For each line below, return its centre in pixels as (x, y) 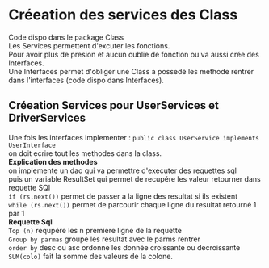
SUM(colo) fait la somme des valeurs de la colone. (91, 256)
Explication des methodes (53, 161)
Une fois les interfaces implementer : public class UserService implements (134, 137)
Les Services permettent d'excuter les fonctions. (89, 45)
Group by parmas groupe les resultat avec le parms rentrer (104, 239)
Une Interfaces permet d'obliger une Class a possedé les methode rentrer (131, 71)
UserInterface (32, 145)
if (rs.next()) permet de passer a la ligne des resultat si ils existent (123, 196)
